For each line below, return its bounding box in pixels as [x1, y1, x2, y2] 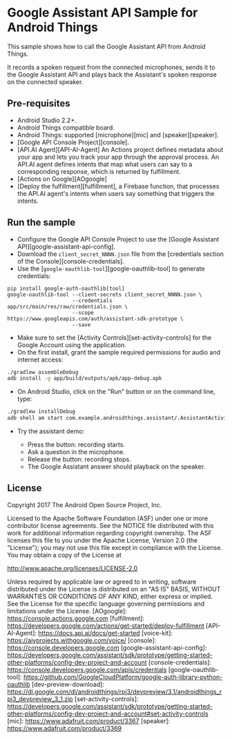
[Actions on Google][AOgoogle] [17, 175, 107, 183]
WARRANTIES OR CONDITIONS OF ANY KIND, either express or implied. [7, 592, 213, 600]
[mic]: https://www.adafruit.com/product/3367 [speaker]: [7, 716, 171, 725]
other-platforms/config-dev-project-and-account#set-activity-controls [7, 709, 209, 718]
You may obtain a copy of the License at [7, 551, 122, 559]
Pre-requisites [7, 98, 70, 110]
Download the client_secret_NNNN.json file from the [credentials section [17, 250, 224, 258]
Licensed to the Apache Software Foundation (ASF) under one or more [7, 514, 209, 522]
